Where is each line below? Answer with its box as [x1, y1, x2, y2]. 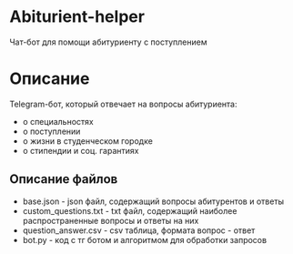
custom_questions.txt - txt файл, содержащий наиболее [22, 205, 237, 216]
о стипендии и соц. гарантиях [22, 145, 139, 156]
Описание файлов [9, 171, 118, 188]
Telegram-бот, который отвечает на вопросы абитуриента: [9, 98, 237, 109]
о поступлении [22, 126, 81, 137]
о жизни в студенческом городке [22, 135, 153, 147]
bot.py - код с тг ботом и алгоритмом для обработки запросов [22, 234, 267, 245]
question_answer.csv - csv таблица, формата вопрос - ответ [22, 225, 256, 236]
